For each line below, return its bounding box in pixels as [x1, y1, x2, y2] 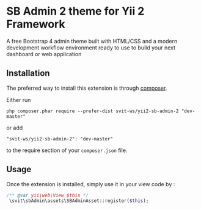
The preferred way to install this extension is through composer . [6, 84, 167, 92]
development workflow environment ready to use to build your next [6, 44, 176, 51]
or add [6, 124, 23, 131]
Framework [6, 17, 65, 31]
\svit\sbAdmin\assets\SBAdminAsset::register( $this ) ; [9, 198, 149, 204]
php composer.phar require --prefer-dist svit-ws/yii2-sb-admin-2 [6, 108, 179, 114]
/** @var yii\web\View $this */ [6, 192, 89, 198]
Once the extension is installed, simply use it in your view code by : [6, 180, 175, 187]
